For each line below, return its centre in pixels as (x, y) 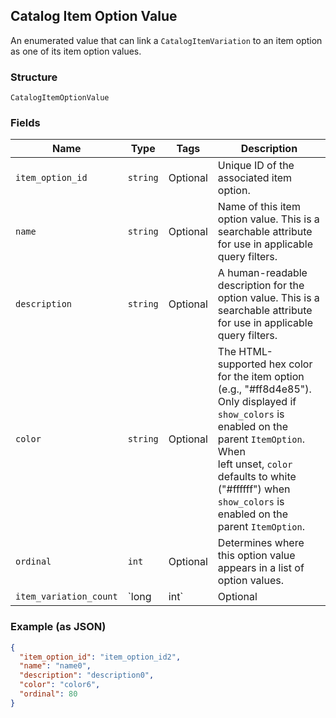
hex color (290, 364)
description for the (261, 286)
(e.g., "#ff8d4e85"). (264, 389)
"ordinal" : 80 (48, 694)
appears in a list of (261, 568)
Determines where (261, 543)
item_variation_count (66, 597)
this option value (256, 556)
